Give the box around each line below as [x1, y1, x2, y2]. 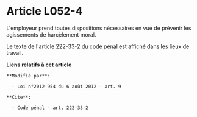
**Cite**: [6, 94, 32, 100]
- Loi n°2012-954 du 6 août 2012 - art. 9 [12, 83, 121, 90]
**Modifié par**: [6, 73, 51, 79]
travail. [6, 49, 23, 56]
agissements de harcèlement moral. [6, 30, 96, 38]
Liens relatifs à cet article [6, 61, 72, 68]
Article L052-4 [6, 4, 83, 18]
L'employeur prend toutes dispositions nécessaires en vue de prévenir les [6, 24, 192, 32]
